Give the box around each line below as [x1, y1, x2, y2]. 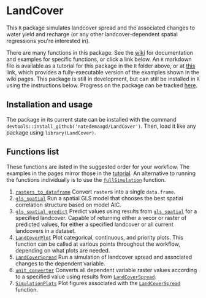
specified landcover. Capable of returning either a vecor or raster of [15, 214, 187, 221]
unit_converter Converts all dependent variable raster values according [15, 266, 197, 273]
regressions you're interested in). [6, 37, 90, 44]
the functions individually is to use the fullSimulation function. [6, 176, 166, 183]
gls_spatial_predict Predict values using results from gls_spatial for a [15, 207, 197, 215]
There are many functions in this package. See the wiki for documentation [6, 49, 193, 56]
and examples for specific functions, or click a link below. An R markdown [6, 55, 192, 63]
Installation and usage [6, 100, 93, 110]
